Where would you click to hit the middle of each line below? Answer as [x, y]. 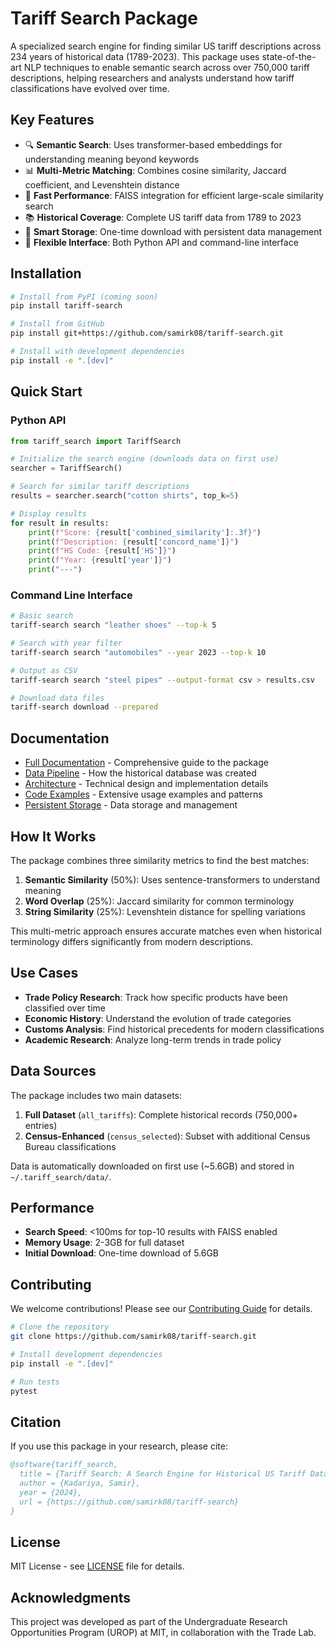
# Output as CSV [44, 670]
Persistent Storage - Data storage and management [131, 805]
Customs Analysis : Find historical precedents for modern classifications [174, 1029]
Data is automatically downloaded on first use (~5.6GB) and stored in [152, 1166]
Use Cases [44, 973]
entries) [41, 1125]
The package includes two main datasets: [96, 1095]
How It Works [53, 836]
